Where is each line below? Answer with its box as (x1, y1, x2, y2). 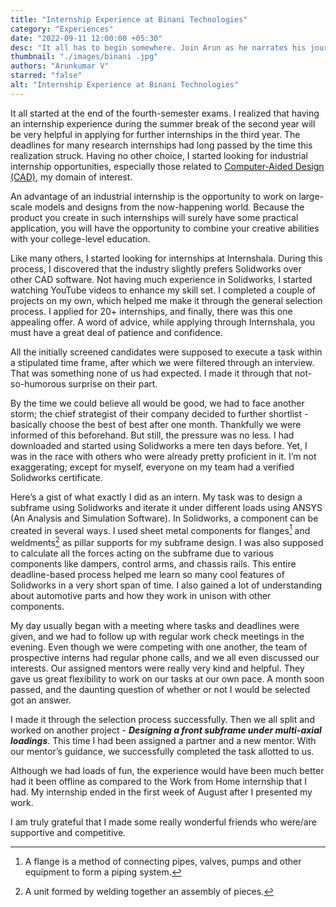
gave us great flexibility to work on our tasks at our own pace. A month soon (10, 673, 325, 685)
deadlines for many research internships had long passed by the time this (10, 139, 313, 151)
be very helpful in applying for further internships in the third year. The (10, 128, 301, 140)
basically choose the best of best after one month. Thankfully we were (10, 418, 302, 430)
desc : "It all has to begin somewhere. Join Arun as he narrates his (10, 42, 307, 53)
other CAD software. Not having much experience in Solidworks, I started (10, 273, 313, 285)
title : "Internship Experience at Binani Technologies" (10, 14, 248, 25)
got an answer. (10, 694, 72, 706)
